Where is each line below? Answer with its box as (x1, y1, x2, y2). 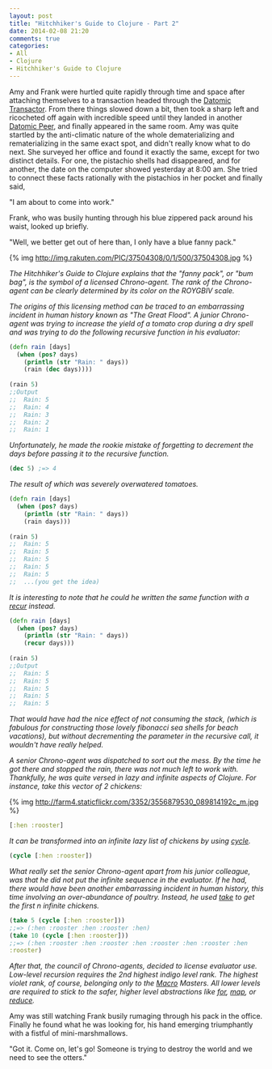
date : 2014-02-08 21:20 (9, 27, 90, 35)
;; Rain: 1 (9, 426, 49, 434)
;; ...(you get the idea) (9, 577, 100, 586)
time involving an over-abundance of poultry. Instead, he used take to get (9, 892, 255, 901)
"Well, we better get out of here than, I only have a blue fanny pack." (9, 236, 236, 247)
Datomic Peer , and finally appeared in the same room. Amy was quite (9, 121, 239, 130)
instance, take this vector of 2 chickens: (9, 782, 143, 791)
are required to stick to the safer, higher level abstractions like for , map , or (9, 987, 257, 997)
